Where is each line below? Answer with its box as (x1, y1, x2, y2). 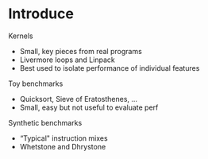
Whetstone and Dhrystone (19, 142, 106, 151)
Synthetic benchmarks (8, 118, 83, 127)
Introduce (8, 5, 74, 23)
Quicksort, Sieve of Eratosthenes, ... (19, 94, 137, 103)
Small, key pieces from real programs (19, 46, 143, 56)
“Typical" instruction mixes (19, 133, 109, 143)
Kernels (8, 31, 33, 41)
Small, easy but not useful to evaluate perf (19, 103, 159, 112)
